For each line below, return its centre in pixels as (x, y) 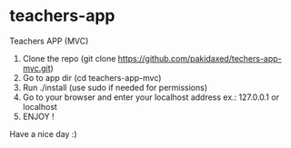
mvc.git (37, 68)
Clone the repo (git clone (69, 58)
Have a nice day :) (43, 133)
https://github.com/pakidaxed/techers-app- (200, 58)
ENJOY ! (38, 116)
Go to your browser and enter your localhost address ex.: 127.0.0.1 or (151, 97)
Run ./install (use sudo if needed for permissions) (115, 87)
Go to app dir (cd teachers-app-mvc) (92, 77)
